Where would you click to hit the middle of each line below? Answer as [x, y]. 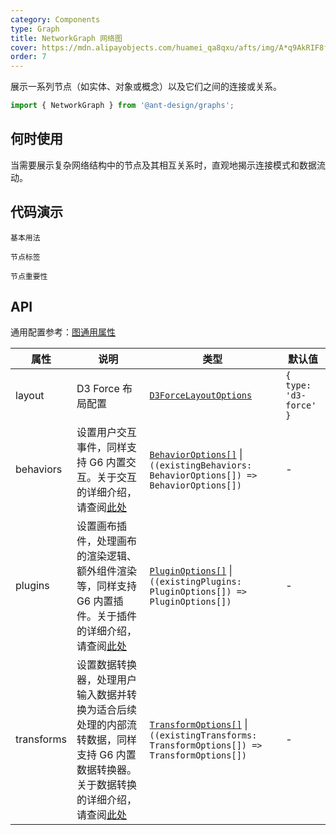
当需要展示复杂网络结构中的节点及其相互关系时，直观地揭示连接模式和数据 [163, 165]
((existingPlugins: [195, 582]
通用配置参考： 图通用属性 [63, 332]
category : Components [55, 19]
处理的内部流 [106, 725]
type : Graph [35, 29]
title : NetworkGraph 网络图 [66, 38]
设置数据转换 [106, 665]
